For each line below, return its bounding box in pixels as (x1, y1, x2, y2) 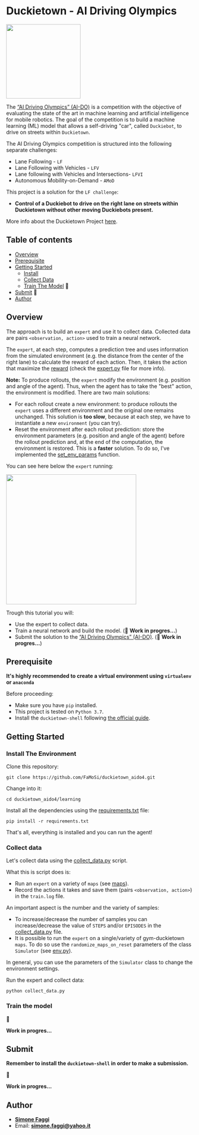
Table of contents (6, 235, 72, 245)
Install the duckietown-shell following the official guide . (14, 714, 150, 721)
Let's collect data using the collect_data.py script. (6, 857, 128, 864)
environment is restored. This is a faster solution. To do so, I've (14, 444, 170, 452)
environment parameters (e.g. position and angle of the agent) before (14, 432, 185, 439)
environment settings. (6, 965, 59, 972)
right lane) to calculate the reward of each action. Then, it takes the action (6, 358, 187, 365)
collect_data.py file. (14, 928, 63, 935)
